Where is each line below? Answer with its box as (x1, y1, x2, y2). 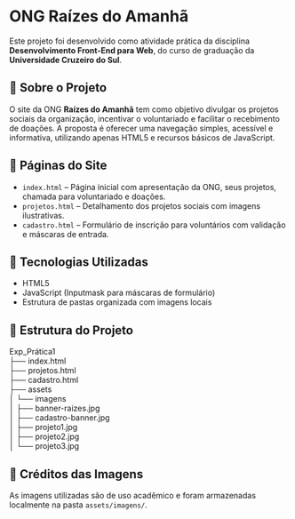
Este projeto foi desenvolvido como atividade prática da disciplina (9, 36, 251, 46)
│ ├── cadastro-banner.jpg (9, 412, 110, 423)
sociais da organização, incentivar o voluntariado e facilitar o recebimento (9, 113, 280, 124)
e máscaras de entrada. (21, 228, 109, 239)
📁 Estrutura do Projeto (9, 323, 133, 338)
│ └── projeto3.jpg (9, 441, 80, 451)
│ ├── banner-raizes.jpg (9, 403, 100, 414)
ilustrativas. (21, 210, 65, 220)
